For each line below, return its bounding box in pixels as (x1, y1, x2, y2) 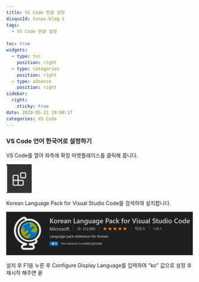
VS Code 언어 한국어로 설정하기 (6, 137, 92, 145)
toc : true (6, 41, 31, 47)
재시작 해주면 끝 (6, 270, 43, 277)
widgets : (6, 47, 28, 53)
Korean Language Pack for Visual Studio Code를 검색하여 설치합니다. (6, 199, 172, 207)
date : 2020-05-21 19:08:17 (6, 110, 73, 116)
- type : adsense (11, 78, 52, 84)
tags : (6, 22, 20, 28)
